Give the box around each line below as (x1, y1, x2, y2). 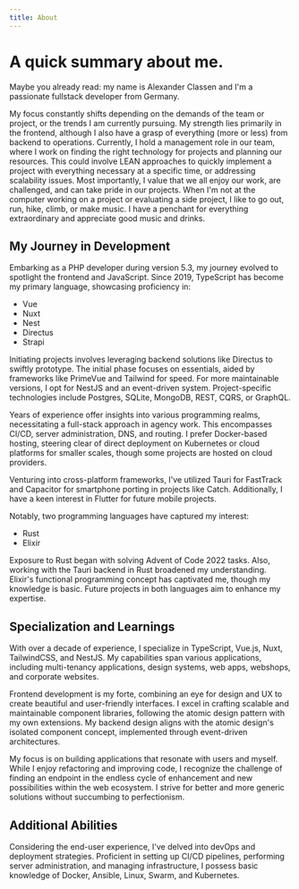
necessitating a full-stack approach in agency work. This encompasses (9, 419, 273, 430)
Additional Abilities (9, 817, 118, 833)
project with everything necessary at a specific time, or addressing (9, 165, 256, 175)
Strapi (21, 337, 45, 347)
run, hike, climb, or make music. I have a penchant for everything (9, 203, 249, 214)
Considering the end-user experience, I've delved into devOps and (9, 842, 256, 851)
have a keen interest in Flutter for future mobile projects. (9, 493, 217, 504)
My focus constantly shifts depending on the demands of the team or (9, 108, 265, 119)
